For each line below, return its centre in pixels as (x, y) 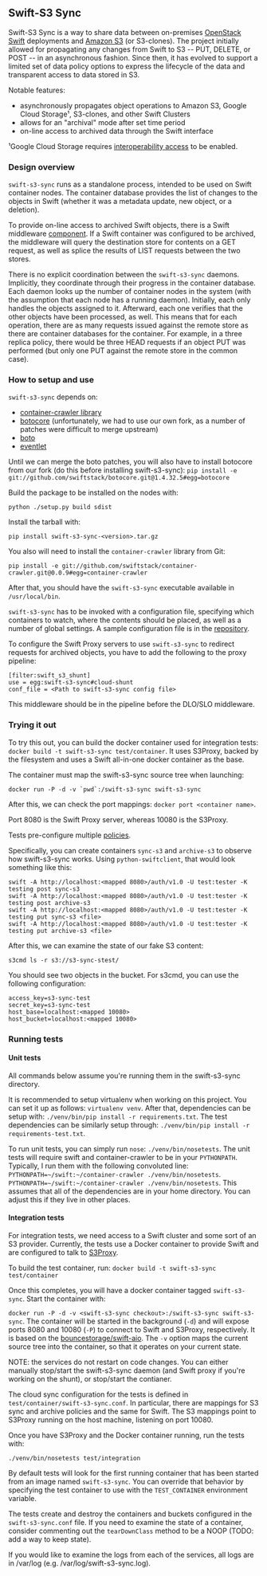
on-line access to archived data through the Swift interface (116, 131)
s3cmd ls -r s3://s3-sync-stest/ (64, 960)
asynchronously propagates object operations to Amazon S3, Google (133, 105)
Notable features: (37, 90)
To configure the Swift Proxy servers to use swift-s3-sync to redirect (122, 644)
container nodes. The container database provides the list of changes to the (133, 193)
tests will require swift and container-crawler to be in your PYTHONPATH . (123, 1157)
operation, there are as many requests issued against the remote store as (128, 325)
